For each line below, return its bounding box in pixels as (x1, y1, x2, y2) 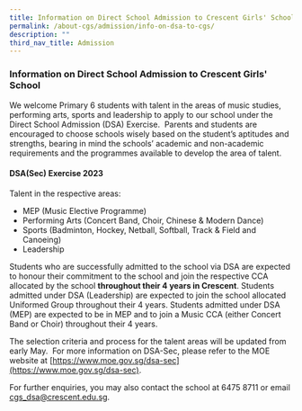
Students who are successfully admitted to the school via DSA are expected (9, 261, 290, 272)
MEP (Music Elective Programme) (22, 205, 147, 216)
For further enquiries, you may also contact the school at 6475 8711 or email (9, 381, 290, 392)
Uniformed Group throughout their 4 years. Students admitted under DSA (9, 299, 280, 310)
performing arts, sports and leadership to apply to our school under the (9, 109, 273, 120)
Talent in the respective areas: (9, 188, 121, 199)
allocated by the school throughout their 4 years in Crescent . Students (9, 280, 275, 290)
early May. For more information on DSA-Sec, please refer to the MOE (9, 345, 271, 356)
